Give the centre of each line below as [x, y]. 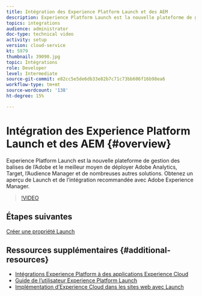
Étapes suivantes [39, 217]
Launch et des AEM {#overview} [89, 144]
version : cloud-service [36, 46]
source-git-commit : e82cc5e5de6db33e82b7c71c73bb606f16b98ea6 [86, 79]
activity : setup [26, 40]
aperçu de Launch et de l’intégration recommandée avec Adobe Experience [100, 180]
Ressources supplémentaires [62, 250]
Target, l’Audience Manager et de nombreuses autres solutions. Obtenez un [100, 173]
